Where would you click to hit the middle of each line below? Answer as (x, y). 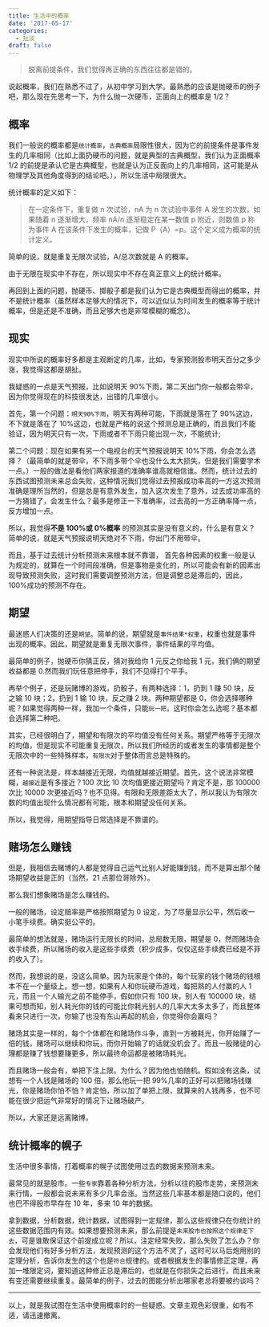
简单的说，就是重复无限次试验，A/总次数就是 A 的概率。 (101, 256)
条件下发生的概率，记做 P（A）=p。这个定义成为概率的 (163, 229)
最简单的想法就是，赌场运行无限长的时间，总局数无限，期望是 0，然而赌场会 (134, 939)
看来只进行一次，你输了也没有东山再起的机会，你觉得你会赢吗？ (113, 1016)
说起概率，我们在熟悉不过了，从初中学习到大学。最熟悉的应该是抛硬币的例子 (134, 87)
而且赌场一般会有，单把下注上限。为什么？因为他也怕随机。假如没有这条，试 (134, 1071)
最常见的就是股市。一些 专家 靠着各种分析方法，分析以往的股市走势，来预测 (130, 1183)
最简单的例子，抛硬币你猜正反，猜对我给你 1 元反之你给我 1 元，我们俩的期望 (134, 661)
